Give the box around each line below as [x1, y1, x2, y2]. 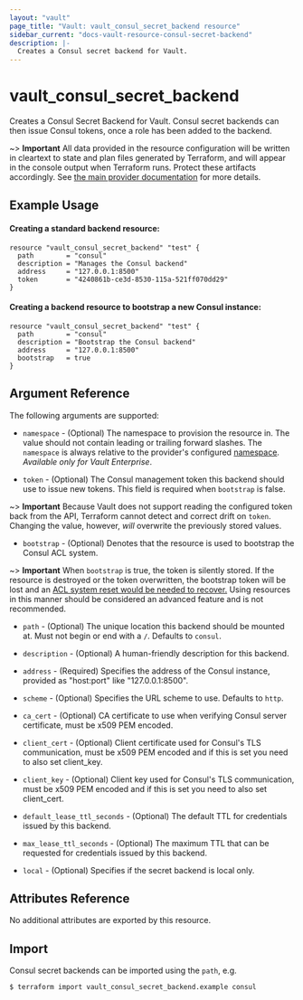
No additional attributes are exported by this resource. [9, 915, 211, 926]
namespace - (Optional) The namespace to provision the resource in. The [22, 427, 290, 439]
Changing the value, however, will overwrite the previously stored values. [9, 520, 282, 531]
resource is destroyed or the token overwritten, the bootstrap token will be [9, 574, 287, 585]
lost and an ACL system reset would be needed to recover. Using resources [9, 584, 291, 595]
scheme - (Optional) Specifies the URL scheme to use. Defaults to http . [22, 693, 284, 703]
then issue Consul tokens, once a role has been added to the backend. [9, 126, 273, 137]
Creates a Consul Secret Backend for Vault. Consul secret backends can [9, 116, 279, 127]
